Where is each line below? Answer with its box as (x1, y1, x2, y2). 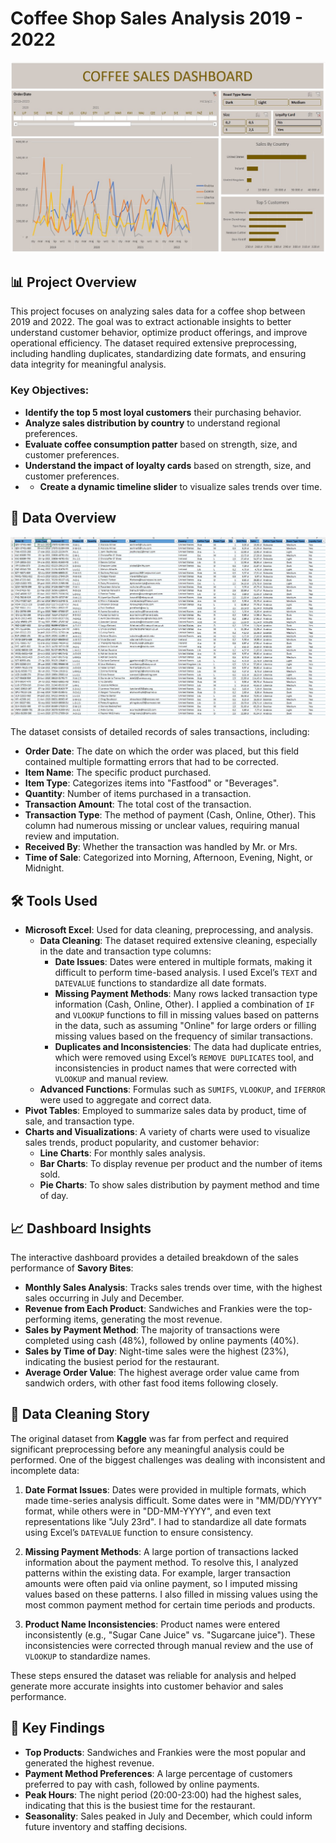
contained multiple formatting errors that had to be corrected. (24, 756, 279, 768)
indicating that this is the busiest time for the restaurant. (24, 1799, 256, 1811)
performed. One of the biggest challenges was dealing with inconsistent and (10, 1453, 326, 1466)
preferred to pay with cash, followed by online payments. (24, 1778, 260, 1790)
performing (24, 1313, 72, 1326)
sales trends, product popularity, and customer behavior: (24, 1137, 260, 1149)
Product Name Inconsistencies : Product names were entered (24, 1618, 281, 1630)
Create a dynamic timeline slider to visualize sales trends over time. (39, 480, 323, 492)
